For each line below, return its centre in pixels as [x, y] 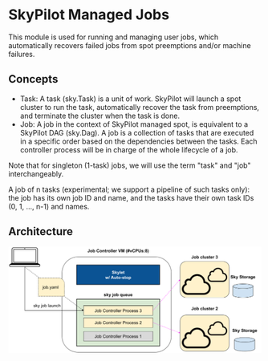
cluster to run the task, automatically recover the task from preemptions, [139, 107]
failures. [22, 54]
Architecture [41, 231]
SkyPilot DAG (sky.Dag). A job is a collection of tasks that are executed [137, 132]
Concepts [33, 79]
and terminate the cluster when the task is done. [100, 116]
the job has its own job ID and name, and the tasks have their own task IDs [131, 197]
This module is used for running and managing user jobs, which [114, 37]
